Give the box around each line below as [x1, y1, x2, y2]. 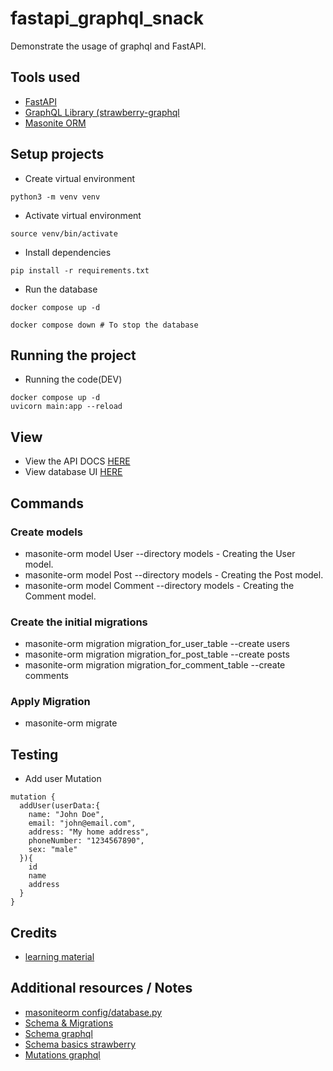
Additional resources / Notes [10, 980, 193, 997]
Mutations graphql [24, 1048, 101, 1061]
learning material [24, 951, 95, 963]
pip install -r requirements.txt [10, 265, 150, 276]
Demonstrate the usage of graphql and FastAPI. [10, 40, 207, 52]
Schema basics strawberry [24, 1038, 137, 1050]
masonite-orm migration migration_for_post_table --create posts [24, 648, 290, 661]
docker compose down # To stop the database [10, 320, 199, 330]
